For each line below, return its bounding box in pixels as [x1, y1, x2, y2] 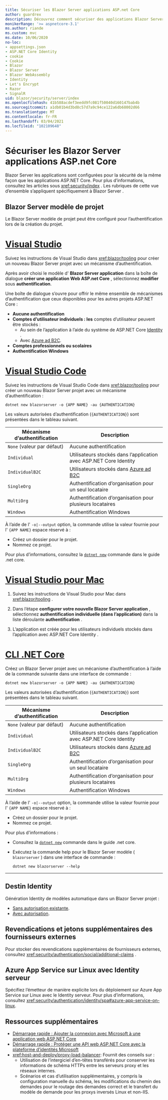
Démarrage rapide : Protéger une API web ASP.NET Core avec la [12, 1041, 146, 1047]
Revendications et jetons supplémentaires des [5, 925, 153, 933]
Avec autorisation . [12, 910, 50, 916]
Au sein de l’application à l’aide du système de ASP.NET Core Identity [19, 327, 163, 333]
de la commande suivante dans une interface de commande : [5, 671, 131, 676]
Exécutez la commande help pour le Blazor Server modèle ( [12, 849, 135, 855]
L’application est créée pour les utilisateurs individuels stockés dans [12, 626, 152, 632]
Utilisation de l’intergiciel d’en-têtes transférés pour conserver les [19, 1057, 155, 1063]
